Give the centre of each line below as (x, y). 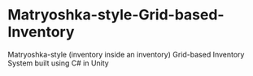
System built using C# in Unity (58, 63)
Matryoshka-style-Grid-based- (116, 15)
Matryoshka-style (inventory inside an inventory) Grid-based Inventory (126, 54)
